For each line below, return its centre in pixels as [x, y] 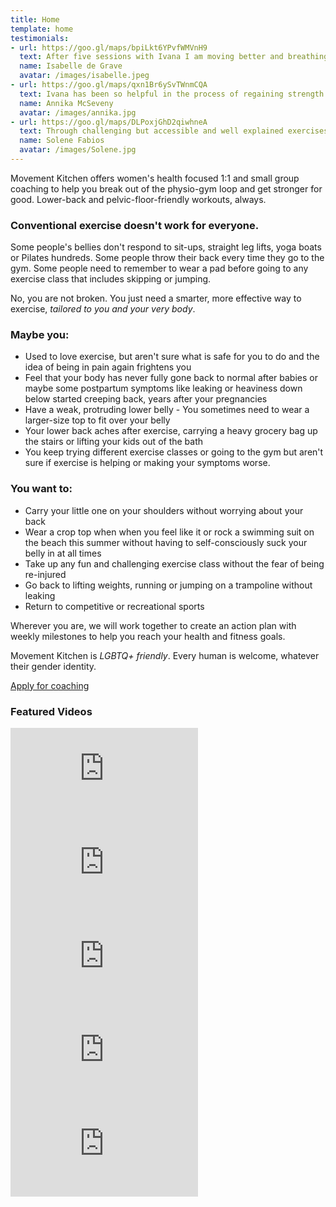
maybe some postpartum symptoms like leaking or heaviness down [163, 388]
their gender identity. [53, 666]
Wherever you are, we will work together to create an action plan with [153, 625]
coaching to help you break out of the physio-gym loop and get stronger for [166, 188]
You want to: [41, 489]
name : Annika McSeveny [66, 103]
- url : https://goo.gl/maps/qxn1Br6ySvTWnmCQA [109, 85]
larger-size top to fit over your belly [97, 420]
